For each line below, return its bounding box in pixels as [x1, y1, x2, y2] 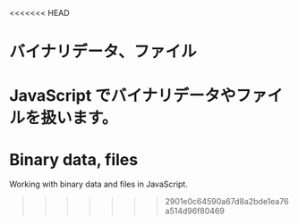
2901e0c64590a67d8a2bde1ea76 [165, 196, 289, 207]
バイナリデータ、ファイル [9, 42, 197, 62]
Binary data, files [9, 149, 139, 170]
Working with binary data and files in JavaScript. [9, 178, 188, 190]
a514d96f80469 [165, 205, 226, 217]
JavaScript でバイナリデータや [9, 86, 236, 106]
